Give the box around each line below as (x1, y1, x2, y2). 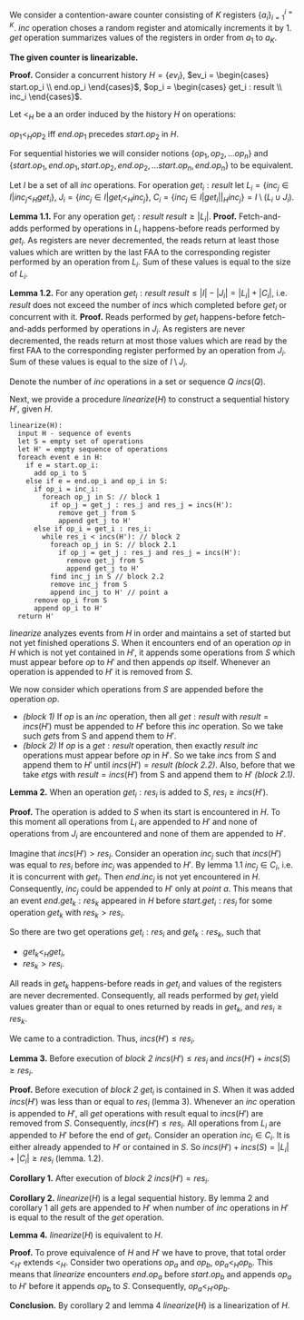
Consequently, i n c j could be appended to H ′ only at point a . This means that (9, 883, 293, 896)
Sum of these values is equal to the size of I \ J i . (9, 356, 188, 370)
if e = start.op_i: (25, 461, 100, 471)
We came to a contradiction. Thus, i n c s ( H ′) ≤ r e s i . (9, 1033, 195, 1046)
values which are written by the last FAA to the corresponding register (9, 246, 271, 257)
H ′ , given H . (9, 403, 53, 414)
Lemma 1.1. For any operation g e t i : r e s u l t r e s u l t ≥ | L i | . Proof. (9, 211, 238, 224)
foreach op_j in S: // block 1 (42, 492, 161, 502)
